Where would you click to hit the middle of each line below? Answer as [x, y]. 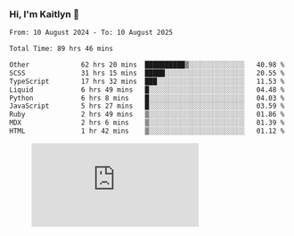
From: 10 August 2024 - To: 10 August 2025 [91, 33]
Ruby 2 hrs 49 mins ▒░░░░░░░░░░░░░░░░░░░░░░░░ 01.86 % [147, 115]
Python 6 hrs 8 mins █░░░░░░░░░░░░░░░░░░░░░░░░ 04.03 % [147, 98]
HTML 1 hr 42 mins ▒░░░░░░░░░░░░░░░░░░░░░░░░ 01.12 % [147, 131]
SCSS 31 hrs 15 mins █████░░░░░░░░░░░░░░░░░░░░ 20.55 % [147, 73]
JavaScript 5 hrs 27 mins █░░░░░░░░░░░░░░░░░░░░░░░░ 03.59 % [147, 106]
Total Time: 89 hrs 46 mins [61, 49]
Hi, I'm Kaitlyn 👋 [45, 14]
